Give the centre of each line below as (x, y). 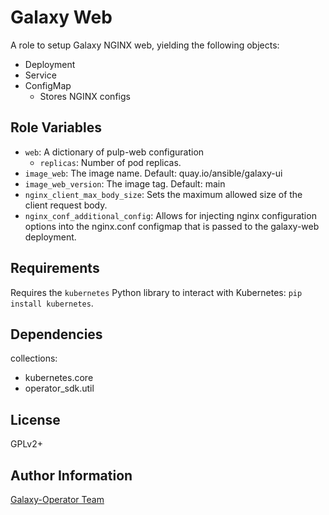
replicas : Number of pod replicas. (110, 162)
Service (40, 75)
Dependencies (56, 334)
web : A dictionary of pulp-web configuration (114, 152)
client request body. (66, 205)
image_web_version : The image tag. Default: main (125, 183)
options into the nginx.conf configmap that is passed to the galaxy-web (172, 226)
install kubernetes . (52, 303)
